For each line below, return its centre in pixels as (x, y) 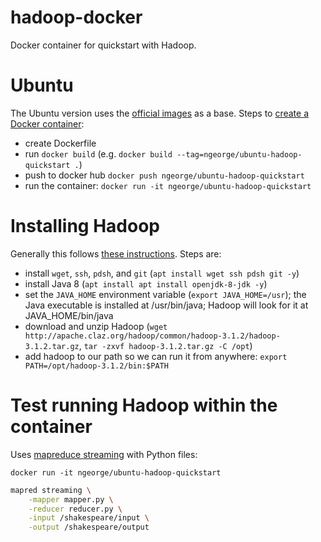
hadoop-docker (76, 17)
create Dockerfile (60, 143)
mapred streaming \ (51, 490)
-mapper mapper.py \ (71, 499)
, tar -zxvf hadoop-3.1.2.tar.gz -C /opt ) (165, 345)
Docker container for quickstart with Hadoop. (103, 45)
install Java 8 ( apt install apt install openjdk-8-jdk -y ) (146, 283)
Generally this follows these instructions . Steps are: (116, 253)
